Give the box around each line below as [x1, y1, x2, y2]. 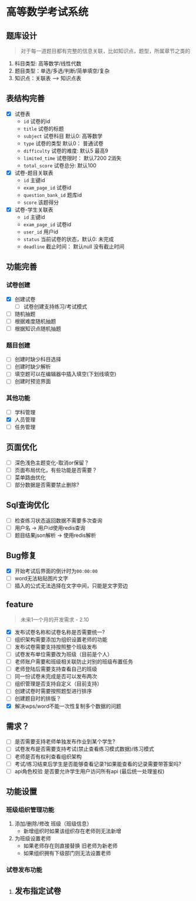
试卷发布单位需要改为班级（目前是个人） [14, 651, 113, 658]
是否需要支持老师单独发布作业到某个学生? [14, 738, 116, 745]
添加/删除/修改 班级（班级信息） [14, 820, 92, 827]
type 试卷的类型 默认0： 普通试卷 [23, 140, 104, 147]
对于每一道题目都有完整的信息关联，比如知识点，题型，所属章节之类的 [20, 48, 191, 54]
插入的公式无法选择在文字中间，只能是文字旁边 [14, 582, 128, 589]
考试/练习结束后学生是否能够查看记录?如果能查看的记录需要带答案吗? [14, 760, 182, 767]
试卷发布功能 [6, 866, 43, 874]
